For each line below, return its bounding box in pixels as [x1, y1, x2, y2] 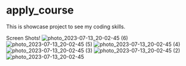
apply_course [6, 4, 74, 17]
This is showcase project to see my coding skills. [6, 23, 126, 30]
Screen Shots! [6, 34, 41, 41]
